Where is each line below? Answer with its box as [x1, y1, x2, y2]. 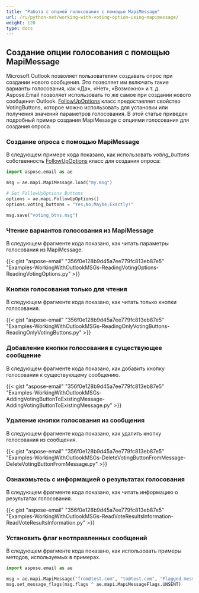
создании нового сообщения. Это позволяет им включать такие [6, 78, 169, 86]
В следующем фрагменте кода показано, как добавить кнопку [6, 365, 165, 372]
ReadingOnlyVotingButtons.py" [6, 329, 82, 336]
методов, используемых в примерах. [6, 554, 101, 561]
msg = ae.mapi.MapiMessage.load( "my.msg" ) [6, 179, 113, 186]
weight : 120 [6, 20, 36, 26]
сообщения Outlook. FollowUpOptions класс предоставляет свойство [6, 97, 181, 105]
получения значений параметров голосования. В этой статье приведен [6, 111, 188, 118]
